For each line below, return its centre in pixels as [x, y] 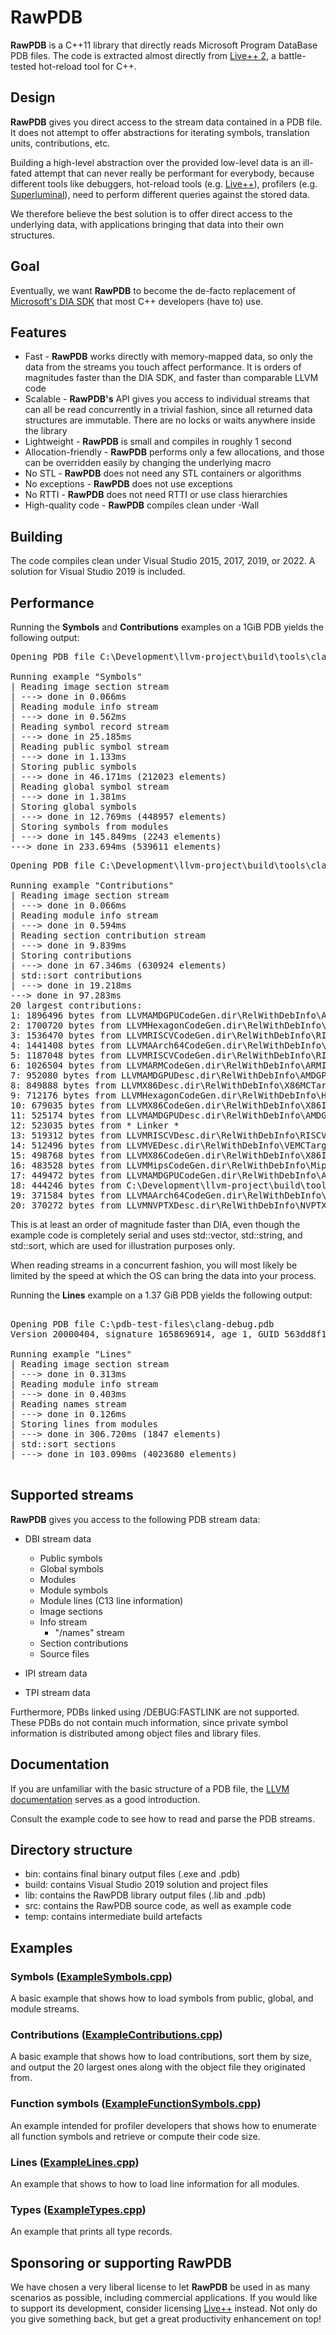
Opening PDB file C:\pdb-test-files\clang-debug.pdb [142, 1324]
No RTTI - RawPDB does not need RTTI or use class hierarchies [156, 495]
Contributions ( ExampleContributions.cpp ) [116, 2035]
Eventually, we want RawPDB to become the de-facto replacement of [153, 290]
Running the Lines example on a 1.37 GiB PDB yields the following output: [161, 1295]
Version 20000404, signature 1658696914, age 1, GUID [145, 1334]
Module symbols [74, 1590]
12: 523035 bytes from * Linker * [95, 1125]
